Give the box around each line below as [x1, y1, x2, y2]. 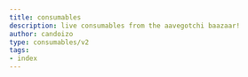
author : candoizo [9, 29, 74, 38]
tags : [9, 46, 29, 55]
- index [9, 54, 38, 63]
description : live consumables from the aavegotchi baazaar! [9, 21, 241, 30]
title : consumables [9, 12, 82, 22]
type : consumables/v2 [9, 37, 90, 47]
